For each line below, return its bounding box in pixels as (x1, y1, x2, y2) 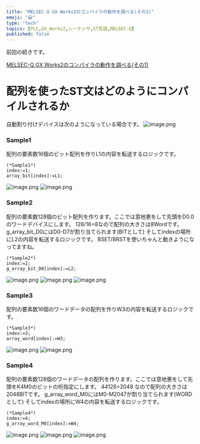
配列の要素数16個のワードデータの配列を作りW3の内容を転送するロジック (6, 305, 189, 313)
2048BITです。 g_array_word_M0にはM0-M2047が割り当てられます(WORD (6, 390, 193, 398)
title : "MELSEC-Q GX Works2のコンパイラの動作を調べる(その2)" (6, 8, 154, 15)
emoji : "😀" (6, 14, 35, 20)
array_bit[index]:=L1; (6, 173, 63, 179)
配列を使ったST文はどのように (6, 85, 157, 98)
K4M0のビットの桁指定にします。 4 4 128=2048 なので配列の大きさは (16, 383, 187, 390)
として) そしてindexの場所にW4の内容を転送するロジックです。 (6, 398, 162, 405)
